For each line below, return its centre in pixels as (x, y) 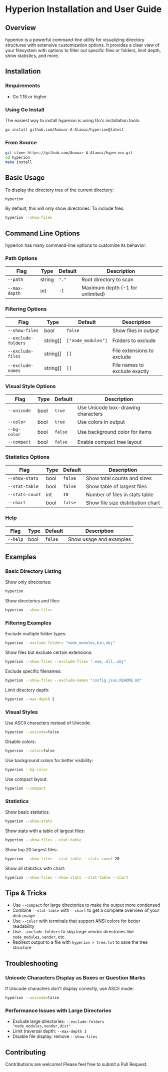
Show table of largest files (116, 487)
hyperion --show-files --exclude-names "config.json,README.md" (73, 680)
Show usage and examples (99, 539)
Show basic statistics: (27, 812)
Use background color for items (114, 432)
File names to (128, 365)
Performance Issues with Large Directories (58, 1010)
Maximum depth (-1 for (109, 288)
